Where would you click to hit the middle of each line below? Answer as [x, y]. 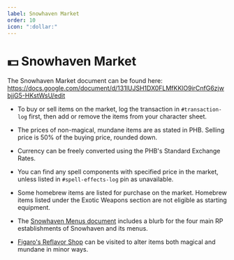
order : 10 [22, 20]
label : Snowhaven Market [43, 14]
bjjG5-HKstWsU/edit [36, 95]
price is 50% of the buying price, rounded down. [87, 137]
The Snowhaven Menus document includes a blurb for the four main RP [120, 221]
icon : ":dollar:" [32, 26]
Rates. [27, 158]
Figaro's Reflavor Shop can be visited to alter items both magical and [116, 242]
